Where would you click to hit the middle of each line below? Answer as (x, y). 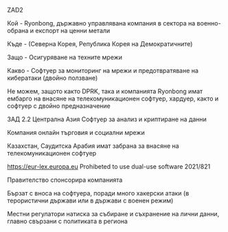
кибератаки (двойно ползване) (53, 78)
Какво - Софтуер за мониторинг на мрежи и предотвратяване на (103, 71)
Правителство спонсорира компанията (65, 180)
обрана (18, 31)
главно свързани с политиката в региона (68, 221)
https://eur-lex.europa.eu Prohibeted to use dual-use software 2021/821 (109, 167)
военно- (209, 23)
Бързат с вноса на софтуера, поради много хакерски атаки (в (98, 193)
